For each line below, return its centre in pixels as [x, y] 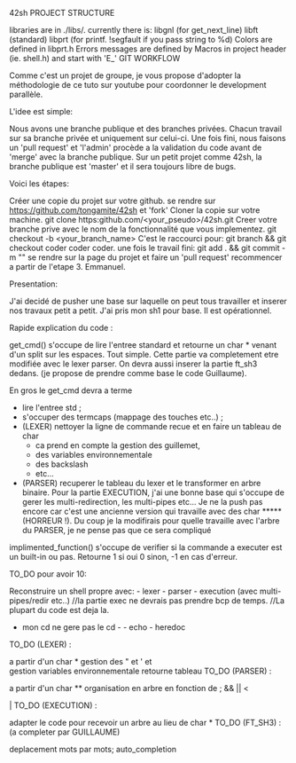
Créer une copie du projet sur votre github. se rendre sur [113, 201]
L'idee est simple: [41, 111]
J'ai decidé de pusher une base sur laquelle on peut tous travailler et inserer [148, 301]
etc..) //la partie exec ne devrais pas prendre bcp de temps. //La [168, 601]
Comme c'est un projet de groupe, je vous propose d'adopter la [125, 75]
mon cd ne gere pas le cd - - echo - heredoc [104, 627]
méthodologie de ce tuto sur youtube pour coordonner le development [138, 85]
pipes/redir [29, 601]
